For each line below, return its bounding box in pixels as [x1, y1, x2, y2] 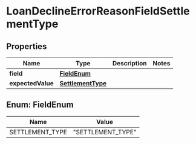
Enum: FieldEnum [6, 100, 74, 110]
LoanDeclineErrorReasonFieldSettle [6, 4, 191, 18]
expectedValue [9, 79, 54, 87]
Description [112, 59, 147, 67]
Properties [6, 41, 47, 51]
